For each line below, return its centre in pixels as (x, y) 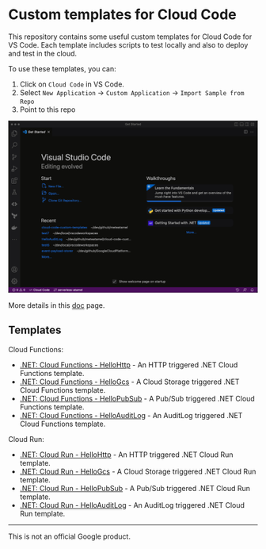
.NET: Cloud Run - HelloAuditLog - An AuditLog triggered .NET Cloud (132, 505)
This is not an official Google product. (69, 536)
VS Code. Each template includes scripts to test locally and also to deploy (128, 44)
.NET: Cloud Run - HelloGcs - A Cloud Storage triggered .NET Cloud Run (138, 471)
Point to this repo (47, 109)
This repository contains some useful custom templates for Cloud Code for (130, 36)
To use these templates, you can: (62, 68)
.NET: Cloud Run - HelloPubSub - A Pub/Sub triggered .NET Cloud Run (135, 488)
